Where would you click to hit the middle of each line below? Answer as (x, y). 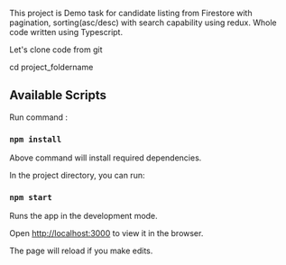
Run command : (39, 117)
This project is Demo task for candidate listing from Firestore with (131, 13)
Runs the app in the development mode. (83, 216)
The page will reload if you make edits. (81, 251)
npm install (36, 139)
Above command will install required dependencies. (106, 158)
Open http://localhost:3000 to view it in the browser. (106, 233)
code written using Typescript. (66, 32)
